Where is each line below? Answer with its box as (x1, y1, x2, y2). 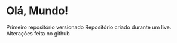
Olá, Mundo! (6, 4, 69, 18)
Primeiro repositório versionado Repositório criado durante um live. (6, 24, 172, 31)
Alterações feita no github (6, 29, 70, 37)
